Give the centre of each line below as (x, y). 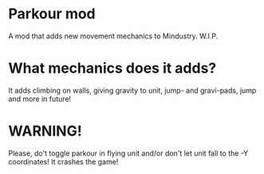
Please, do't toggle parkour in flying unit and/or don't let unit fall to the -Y (128, 153)
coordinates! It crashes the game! (63, 161)
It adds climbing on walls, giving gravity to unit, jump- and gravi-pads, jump (132, 90)
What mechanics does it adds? (112, 68)
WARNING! (45, 131)
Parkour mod (52, 14)
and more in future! (40, 99)
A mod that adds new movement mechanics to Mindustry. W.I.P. (113, 36)
